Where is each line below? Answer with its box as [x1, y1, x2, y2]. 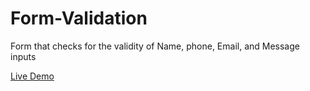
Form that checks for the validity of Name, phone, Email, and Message [10, 40, 300, 52]
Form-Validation [10, 7, 148, 30]
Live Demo [10, 70, 55, 82]
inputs [10, 50, 37, 62]
